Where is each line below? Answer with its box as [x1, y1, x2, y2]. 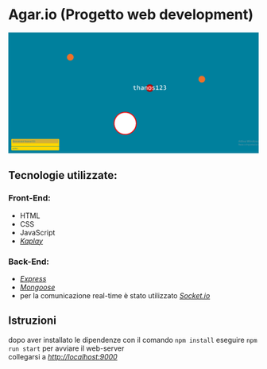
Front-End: [8, 192, 52, 204]
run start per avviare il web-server [8, 344, 125, 353]
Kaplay [19, 236, 44, 246]
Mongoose [19, 282, 56, 292]
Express [19, 274, 47, 284]
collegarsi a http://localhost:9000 [8, 352, 118, 361]
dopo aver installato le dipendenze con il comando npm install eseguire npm [8, 335, 257, 344]
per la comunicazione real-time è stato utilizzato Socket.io [19, 291, 211, 301]
